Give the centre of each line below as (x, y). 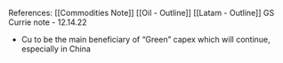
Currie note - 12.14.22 (48, 22)
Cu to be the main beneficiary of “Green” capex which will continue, (146, 39)
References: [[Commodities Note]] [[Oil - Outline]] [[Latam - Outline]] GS (141, 13)
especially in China (56, 49)
